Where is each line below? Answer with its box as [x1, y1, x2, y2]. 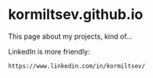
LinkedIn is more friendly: [8, 46, 90, 56]
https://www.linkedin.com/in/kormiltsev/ [8, 61, 146, 70]
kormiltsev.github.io [8, 6, 144, 24]
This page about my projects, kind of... [8, 32, 133, 41]
